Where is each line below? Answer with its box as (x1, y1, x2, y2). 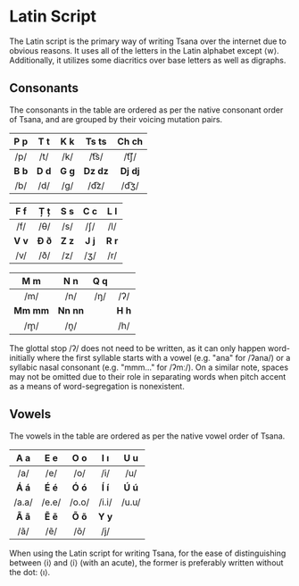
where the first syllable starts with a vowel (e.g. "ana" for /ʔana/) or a (37, 352, 291, 363)
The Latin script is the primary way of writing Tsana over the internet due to (9, 36, 287, 46)
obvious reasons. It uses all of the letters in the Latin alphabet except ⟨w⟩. (9, 45, 279, 55)
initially (9, 352, 36, 363)
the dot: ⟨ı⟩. (9, 566, 51, 577)
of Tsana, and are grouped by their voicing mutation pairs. (9, 113, 223, 124)
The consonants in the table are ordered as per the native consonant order (9, 105, 284, 115)
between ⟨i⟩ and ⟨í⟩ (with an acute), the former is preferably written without (9, 557, 284, 568)
